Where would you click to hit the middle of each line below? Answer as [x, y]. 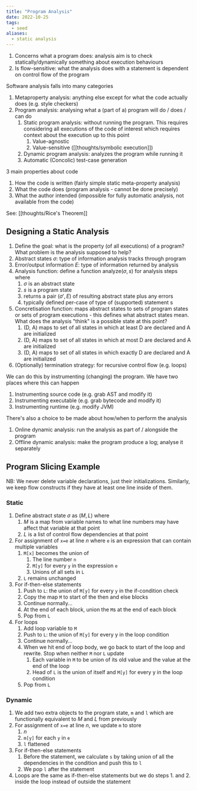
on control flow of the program [52, 75]
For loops [26, 622]
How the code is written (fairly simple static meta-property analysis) [97, 183]
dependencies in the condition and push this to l [83, 763]
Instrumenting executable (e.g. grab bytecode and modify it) [88, 400]
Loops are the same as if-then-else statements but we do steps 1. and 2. [102, 776]
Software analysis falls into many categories [60, 86]
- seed [19, 28]
